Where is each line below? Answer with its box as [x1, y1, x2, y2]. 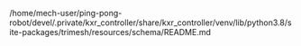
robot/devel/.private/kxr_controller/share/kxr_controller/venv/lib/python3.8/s [9, 17, 292, 28]
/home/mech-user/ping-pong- [9, 8, 123, 18]
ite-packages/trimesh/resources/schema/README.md [9, 27, 212, 37]
